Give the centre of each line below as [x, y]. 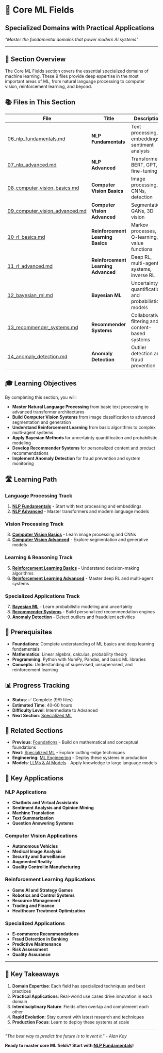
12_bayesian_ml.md [30, 295]
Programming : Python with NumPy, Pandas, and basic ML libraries [79, 659]
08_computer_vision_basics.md [43, 188]
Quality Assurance [31, 954]
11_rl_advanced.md [30, 266]
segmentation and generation [41, 422]
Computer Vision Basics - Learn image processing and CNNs [74, 535]
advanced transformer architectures [48, 412]
